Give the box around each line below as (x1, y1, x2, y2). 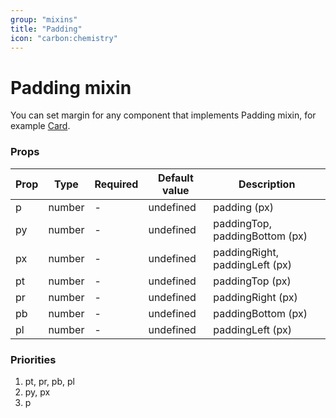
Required (94, 177, 139, 191)
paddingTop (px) (213, 274, 292, 288)
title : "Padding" (10, 24, 83, 34)
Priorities (10, 352, 57, 366)
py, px (24, 386, 51, 398)
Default (157, 171, 194, 185)
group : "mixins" (10, 14, 78, 25)
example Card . (10, 120, 71, 132)
